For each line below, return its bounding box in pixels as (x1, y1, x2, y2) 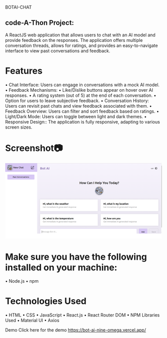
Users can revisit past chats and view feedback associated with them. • (5, 103, 152, 109)
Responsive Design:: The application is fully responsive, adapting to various (5, 119, 160, 125)
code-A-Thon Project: (5, 18, 75, 27)
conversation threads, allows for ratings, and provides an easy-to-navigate (5, 42, 158, 48)
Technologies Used (5, 296, 87, 307)
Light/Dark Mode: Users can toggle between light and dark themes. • (5, 113, 147, 119)
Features (5, 65, 43, 76)
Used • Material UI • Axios (5, 318, 60, 324)
